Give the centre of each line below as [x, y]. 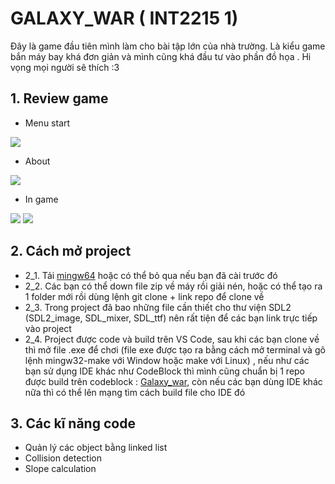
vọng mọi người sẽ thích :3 [65, 67]
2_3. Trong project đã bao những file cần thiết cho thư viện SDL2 [158, 307]
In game [41, 199]
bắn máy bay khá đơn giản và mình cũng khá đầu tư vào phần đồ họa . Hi [161, 56]
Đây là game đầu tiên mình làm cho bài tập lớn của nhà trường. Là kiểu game [168, 46]
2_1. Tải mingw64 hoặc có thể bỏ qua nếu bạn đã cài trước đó [151, 275]
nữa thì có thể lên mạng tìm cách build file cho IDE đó [135, 392]
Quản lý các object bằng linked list [96, 448]
